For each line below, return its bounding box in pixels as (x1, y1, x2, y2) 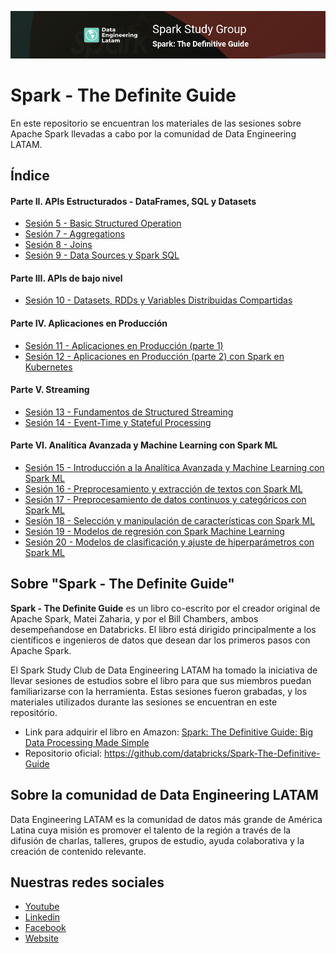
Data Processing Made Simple (24, 736, 150, 748)
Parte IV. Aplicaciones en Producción (10, 317, 168, 329)
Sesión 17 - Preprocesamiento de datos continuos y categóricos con (24, 494, 307, 506)
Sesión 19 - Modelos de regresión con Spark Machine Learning (24, 526, 285, 538)
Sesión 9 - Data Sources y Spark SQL (24, 249, 180, 261)
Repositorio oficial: (24, 747, 103, 759)
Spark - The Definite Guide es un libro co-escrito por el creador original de (10, 602, 321, 614)
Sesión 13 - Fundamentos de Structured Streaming (24, 406, 234, 418)
